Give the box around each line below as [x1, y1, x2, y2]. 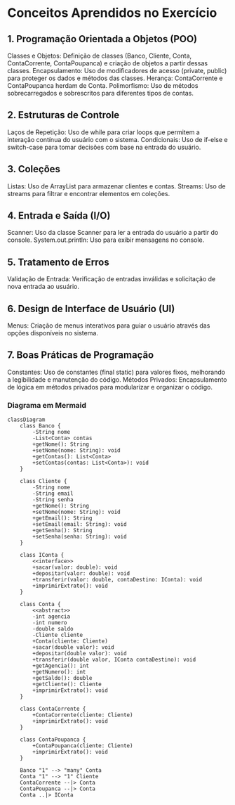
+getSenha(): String [32, 527, 93, 534]
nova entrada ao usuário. [7, 283, 79, 291]
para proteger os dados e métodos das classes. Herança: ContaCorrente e [7, 74, 223, 82]
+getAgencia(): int [32, 662, 90, 669]
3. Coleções [7, 163, 61, 175]
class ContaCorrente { [20, 705, 86, 713]
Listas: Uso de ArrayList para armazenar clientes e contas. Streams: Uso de [7, 181, 226, 191]
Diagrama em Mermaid [7, 400, 86, 410]
